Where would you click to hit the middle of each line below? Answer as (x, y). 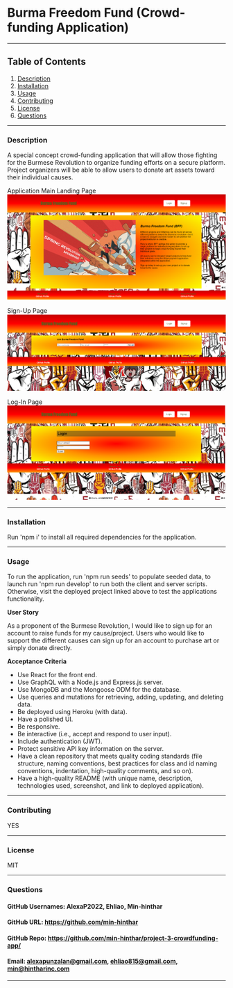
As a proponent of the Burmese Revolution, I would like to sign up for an (110, 626)
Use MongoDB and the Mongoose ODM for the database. (99, 690)
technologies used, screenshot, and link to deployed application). (111, 786)
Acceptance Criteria (37, 661)
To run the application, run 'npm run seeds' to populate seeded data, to (109, 577)
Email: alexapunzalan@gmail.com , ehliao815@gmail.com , (93, 962)
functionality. (26, 599)
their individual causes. (40, 177)
